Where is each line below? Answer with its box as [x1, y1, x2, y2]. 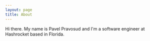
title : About [5, 12, 32, 17]
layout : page [5, 7, 32, 12]
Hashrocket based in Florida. [5, 31, 64, 37]
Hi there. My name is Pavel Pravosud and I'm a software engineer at [5, 25, 145, 31]
